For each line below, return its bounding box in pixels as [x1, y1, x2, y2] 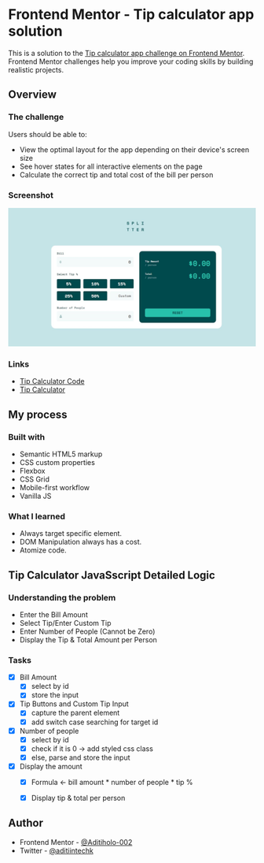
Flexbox [19, 466, 46, 475]
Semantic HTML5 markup [19, 449, 103, 459]
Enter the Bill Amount [19, 609, 88, 619]
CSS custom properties [19, 457, 96, 467]
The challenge [8, 112, 64, 123]
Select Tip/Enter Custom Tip [19, 618, 112, 627]
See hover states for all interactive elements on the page [19, 162, 203, 171]
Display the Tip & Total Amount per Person [19, 634, 157, 644]
